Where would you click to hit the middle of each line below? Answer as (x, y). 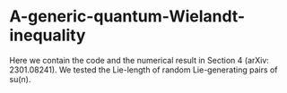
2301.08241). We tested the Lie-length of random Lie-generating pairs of (143, 70)
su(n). (20, 79)
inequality (48, 35)
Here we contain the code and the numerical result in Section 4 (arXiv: (139, 60)
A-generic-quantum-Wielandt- (127, 17)
